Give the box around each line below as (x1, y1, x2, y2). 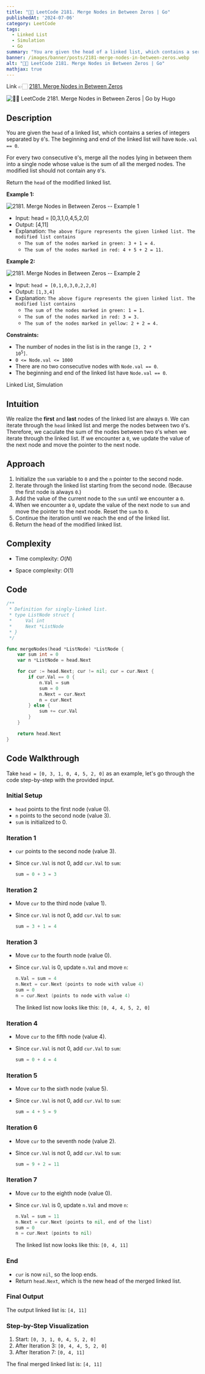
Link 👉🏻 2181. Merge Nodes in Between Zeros (6, 83, 123, 90)
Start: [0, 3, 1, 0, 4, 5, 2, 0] (15, 1335, 96, 1343)
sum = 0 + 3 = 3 (15, 871, 57, 878)
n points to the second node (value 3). (15, 811, 111, 819)
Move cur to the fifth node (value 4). (15, 1033, 107, 1041)
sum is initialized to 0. (15, 818, 68, 826)
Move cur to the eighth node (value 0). (15, 1190, 112, 1197)
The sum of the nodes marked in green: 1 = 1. (24, 308, 145, 314)
